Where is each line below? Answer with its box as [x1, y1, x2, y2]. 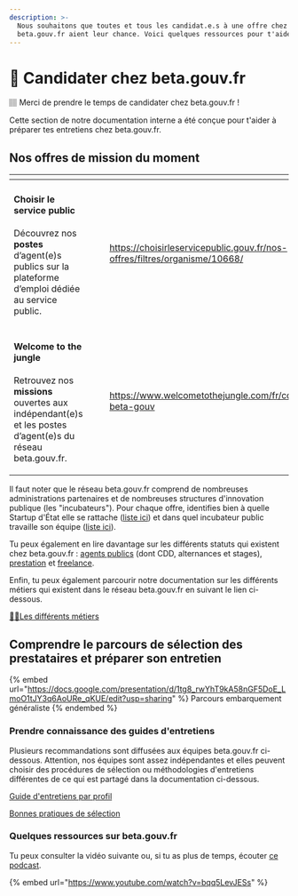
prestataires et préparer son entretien [9, 651, 222, 666]
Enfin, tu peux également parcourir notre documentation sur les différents [9, 575, 278, 586]
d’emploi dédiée [13, 282, 81, 294]
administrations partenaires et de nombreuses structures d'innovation [9, 493, 264, 504]
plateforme [13, 271, 59, 284]
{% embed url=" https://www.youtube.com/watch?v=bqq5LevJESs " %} [9, 876, 269, 887]
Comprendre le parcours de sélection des [9, 636, 244, 652]
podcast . [9, 860, 42, 870]
